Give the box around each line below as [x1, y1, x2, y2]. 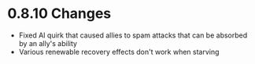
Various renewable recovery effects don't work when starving [18, 47, 220, 56]
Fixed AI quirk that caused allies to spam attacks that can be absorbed [18, 30, 248, 40]
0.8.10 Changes [7, 5, 112, 23]
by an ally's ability [18, 38, 78, 48]
